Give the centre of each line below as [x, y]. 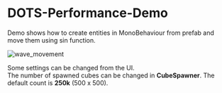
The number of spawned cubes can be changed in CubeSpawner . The [111, 75]
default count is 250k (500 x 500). [58, 82]
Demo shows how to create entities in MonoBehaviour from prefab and [111, 33]
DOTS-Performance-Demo [88, 13]
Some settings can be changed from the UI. [71, 67]
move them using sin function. [51, 40]
